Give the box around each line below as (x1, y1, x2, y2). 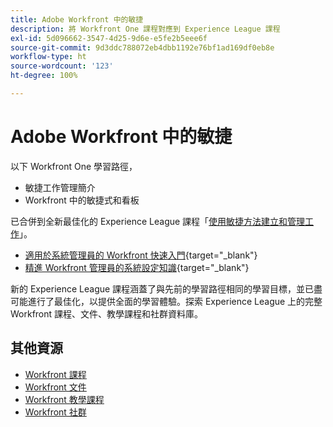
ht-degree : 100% (10, 71, 78, 81)
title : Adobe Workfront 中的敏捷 (10, 14, 144, 25)
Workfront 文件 (24, 381, 87, 393)
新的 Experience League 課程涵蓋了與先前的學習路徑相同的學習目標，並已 (10, 282, 315, 295)
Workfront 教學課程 (24, 393, 105, 405)
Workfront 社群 (24, 406, 87, 418)
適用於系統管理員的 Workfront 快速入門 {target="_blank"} (24, 249, 258, 261)
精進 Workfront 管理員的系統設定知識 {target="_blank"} (24, 261, 250, 273)
